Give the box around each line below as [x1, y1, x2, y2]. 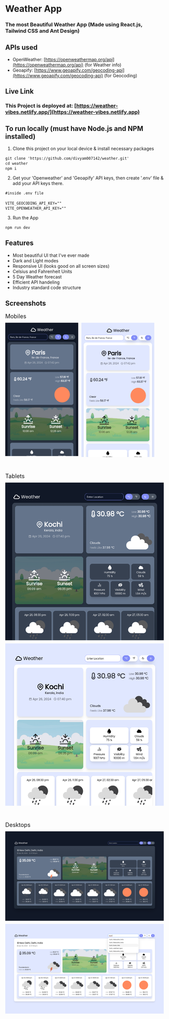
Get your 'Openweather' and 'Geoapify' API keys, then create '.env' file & [12, 175, 164, 181]
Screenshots [5, 299, 46, 308]
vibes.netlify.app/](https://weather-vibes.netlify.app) [5, 109, 140, 116]
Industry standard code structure [12, 284, 81, 291]
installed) [5, 132, 36, 141]
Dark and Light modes [12, 257, 59, 263]
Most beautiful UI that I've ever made [12, 252, 90, 258]
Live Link [5, 87, 34, 96]
